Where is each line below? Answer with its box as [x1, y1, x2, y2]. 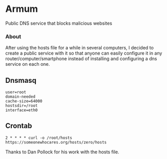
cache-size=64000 [5, 99, 43, 104]
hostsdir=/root [5, 103, 38, 109]
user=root [5, 90, 27, 95]
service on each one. [5, 61, 50, 67]
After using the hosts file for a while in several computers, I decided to [5, 45, 154, 51]
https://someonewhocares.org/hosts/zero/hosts [5, 139, 107, 145]
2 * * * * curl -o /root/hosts [5, 135, 72, 140]
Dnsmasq [5, 76, 37, 85]
